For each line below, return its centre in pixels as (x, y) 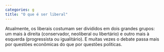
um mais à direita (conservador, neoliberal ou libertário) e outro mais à (77, 34)
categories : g (20, 10)
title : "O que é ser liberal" (37, 14)
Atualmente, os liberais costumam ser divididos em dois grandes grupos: (80, 28)
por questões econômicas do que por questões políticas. (64, 44)
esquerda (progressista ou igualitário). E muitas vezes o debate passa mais (82, 39)
